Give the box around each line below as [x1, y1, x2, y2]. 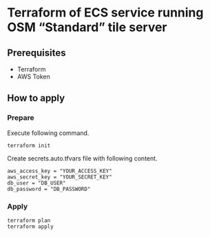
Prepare [7, 113, 34, 123]
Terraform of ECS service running [7, 5, 204, 21]
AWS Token [17, 72, 50, 81]
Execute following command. [7, 129, 90, 137]
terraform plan [7, 217, 51, 224]
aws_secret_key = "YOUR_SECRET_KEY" [7, 174, 112, 181]
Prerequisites [7, 47, 66, 59]
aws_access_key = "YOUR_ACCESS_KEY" [7, 167, 112, 174]
